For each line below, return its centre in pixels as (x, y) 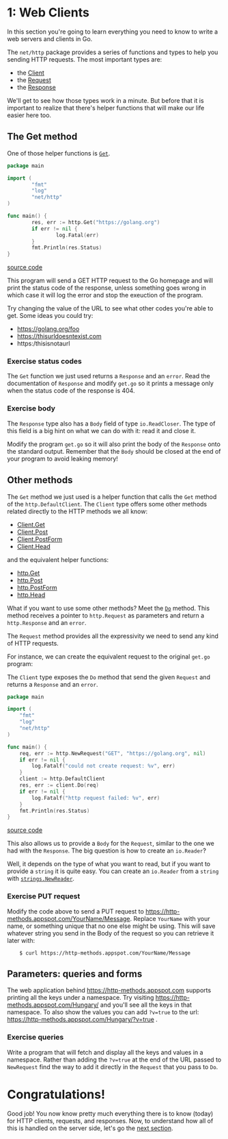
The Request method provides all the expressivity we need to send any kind (113, 636)
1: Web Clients (48, 13)
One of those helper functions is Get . (59, 153)
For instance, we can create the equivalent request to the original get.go (109, 657)
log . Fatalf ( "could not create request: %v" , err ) (103, 766)
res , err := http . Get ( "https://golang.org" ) (96, 222)
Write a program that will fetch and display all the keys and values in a (105, 1052)
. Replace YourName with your (170, 918)
